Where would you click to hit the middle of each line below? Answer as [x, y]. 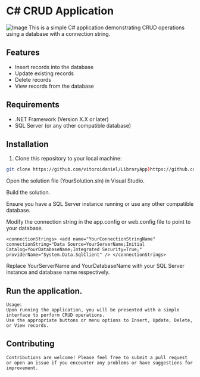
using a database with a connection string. [58, 33]
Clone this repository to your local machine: [68, 159]
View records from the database [54, 86]
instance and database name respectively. [58, 272]
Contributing [30, 344]
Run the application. [44, 291]
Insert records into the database [54, 67]
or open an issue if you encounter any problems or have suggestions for [100, 363]
